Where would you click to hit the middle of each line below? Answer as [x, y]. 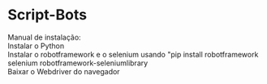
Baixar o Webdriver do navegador [64, 71]
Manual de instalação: [45, 37]
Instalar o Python [36, 45]
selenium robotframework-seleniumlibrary [78, 63]
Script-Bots [47, 15]
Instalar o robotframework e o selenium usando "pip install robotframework [133, 54]
